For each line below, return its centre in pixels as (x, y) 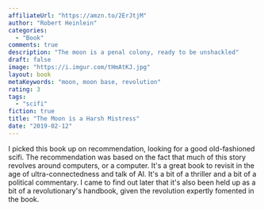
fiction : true (32, 112)
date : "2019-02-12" (40, 126)
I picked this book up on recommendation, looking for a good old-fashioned (132, 148)
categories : (28, 30)
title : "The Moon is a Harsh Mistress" (74, 119)
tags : (17, 97)
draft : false (30, 60)
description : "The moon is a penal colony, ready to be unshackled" (124, 52)
